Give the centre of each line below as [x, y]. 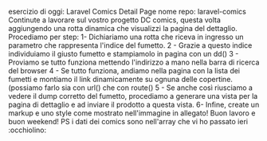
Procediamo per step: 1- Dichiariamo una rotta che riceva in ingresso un [126, 37]
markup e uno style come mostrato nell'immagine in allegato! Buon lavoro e [132, 113]
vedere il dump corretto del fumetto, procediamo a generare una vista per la [133, 96]
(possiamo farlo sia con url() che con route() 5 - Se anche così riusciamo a [131, 88]
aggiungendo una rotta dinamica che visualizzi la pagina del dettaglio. [123, 28]
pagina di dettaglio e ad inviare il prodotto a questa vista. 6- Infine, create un [134, 104]
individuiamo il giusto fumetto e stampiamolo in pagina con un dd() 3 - [124, 54]
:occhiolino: [27, 130]
